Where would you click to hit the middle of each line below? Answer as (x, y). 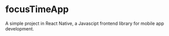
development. (20, 28)
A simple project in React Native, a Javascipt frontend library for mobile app (85, 23)
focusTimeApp (37, 9)
